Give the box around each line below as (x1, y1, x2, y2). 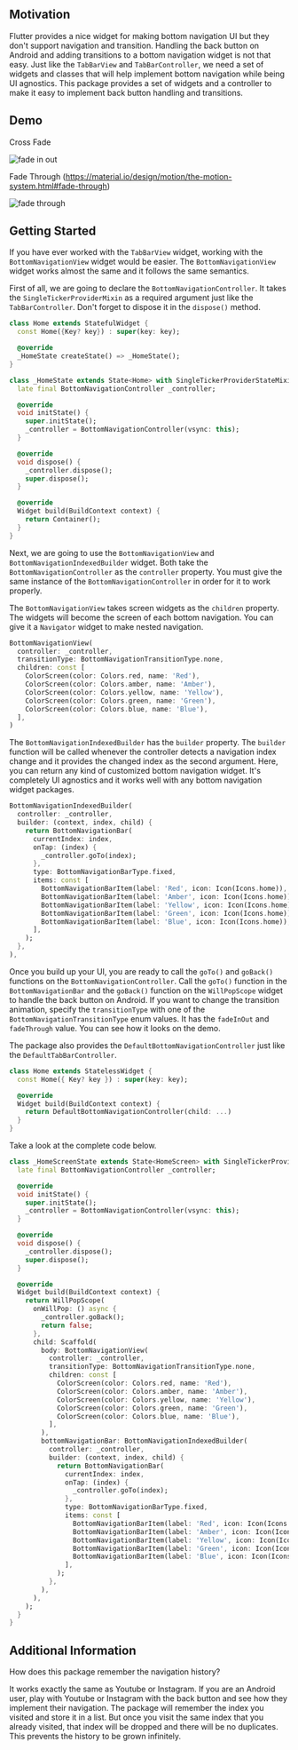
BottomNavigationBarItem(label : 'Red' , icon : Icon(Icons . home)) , (41, 884, 288, 894)
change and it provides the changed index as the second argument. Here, (9, 756, 278, 767)
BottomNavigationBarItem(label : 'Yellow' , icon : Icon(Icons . (41, 901, 272, 910)
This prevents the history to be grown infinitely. (9, 1731, 182, 1742)
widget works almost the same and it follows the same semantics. (9, 266, 250, 276)
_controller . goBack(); (41, 1313, 125, 1322)
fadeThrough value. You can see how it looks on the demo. (9, 1022, 221, 1033)
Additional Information (9, 1643, 137, 1658)
